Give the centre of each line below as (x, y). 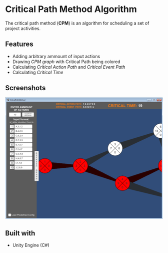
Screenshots (25, 88)
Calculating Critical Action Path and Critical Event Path (69, 67)
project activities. (23, 28)
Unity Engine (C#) (31, 245)
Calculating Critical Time (38, 72)
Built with (20, 233)
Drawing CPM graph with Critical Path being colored (66, 62)
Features (19, 44)
